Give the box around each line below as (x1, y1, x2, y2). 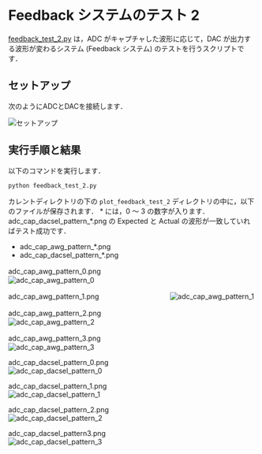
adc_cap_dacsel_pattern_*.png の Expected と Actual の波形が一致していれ (8, 216, 251, 225)
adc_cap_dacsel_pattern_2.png (8, 404, 109, 414)
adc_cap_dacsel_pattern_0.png (8, 357, 109, 367)
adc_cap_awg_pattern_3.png (8, 333, 101, 343)
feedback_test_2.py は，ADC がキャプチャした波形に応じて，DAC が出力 (8, 34, 245, 43)
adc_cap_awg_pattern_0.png (8, 266, 101, 276)
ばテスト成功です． (8, 225, 71, 236)
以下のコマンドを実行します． (8, 166, 105, 175)
